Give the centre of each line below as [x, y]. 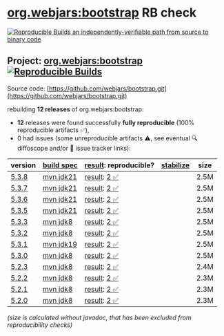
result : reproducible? [120, 165]
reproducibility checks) [40, 325]
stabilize [175, 165]
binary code [24, 39]
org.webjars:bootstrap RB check [102, 13]
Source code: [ [28, 88]
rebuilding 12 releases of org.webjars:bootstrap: [75, 109]
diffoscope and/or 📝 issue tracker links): [74, 148]
